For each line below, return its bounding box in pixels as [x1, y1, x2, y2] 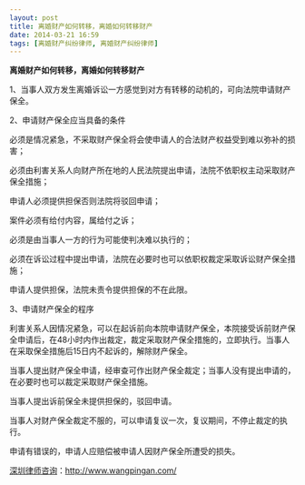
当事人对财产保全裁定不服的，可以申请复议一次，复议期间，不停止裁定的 [9, 415, 280, 426]
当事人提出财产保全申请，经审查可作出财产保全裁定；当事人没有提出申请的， [9, 365, 296, 376]
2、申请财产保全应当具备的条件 [9, 115, 126, 126]
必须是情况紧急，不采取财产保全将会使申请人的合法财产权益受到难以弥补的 [9, 134, 288, 146]
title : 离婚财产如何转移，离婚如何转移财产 [9, 22, 153, 31]
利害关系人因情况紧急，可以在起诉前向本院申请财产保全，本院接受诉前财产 [9, 323, 288, 334]
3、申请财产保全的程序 [9, 304, 94, 315]
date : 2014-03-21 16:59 [9, 30, 100, 39]
